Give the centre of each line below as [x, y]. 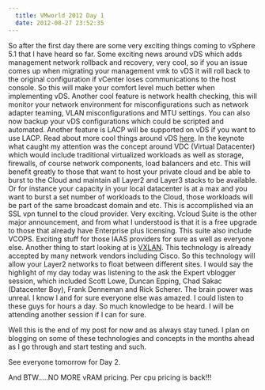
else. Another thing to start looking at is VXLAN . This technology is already [130, 247]
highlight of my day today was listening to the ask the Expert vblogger [122, 272]
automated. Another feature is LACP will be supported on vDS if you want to [132, 129]
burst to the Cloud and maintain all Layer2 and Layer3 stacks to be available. [133, 180]
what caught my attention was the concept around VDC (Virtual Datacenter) [132, 146]
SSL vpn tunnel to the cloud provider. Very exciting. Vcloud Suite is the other [132, 214]
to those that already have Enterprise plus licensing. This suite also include [130, 230]
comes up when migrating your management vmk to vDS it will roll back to [129, 70]
